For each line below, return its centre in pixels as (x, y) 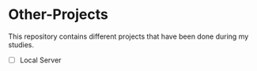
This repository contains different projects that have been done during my (128, 36)
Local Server (40, 60)
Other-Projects (58, 15)
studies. (21, 44)
